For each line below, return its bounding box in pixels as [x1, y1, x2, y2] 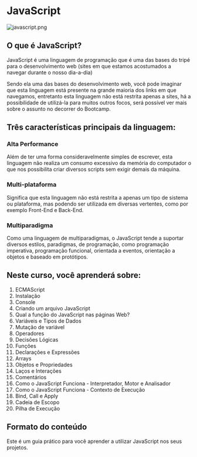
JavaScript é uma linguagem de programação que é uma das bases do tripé [6, 56, 190, 63]
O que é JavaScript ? [6, 41, 82, 51]
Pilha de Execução [15, 405, 60, 412]
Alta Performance [6, 140, 59, 148]
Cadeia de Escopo [15, 399, 60, 406]
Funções [15, 342, 37, 349]
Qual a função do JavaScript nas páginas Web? [15, 311, 130, 318]
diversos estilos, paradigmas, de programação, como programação [6, 241, 169, 248]
